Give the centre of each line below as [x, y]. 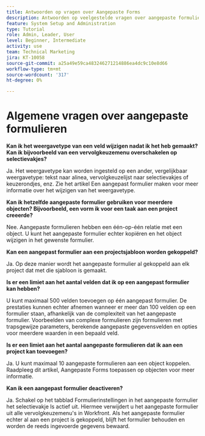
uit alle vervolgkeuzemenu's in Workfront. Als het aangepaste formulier [95, 413]
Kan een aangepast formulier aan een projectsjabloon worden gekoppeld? [102, 252]
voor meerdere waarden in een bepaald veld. [63, 333]
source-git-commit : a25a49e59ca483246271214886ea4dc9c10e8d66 [87, 63]
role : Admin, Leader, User [41, 35]
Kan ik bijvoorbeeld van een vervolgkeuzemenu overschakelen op [92, 152]
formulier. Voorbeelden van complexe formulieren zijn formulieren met [95, 320]
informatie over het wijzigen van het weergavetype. [71, 190]
